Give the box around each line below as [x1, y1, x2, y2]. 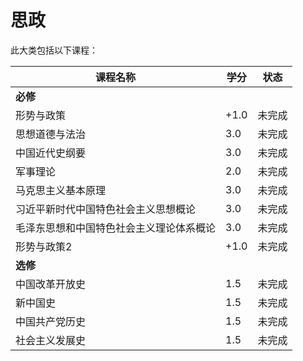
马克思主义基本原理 [15, 183, 107, 197]
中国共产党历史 [15, 314, 87, 328]
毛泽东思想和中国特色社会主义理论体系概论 [15, 221, 217, 235]
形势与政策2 [15, 239, 73, 253]
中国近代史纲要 [15, 146, 87, 160]
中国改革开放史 [15, 277, 87, 291]
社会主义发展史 [15, 333, 87, 347]
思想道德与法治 [15, 127, 87, 141]
